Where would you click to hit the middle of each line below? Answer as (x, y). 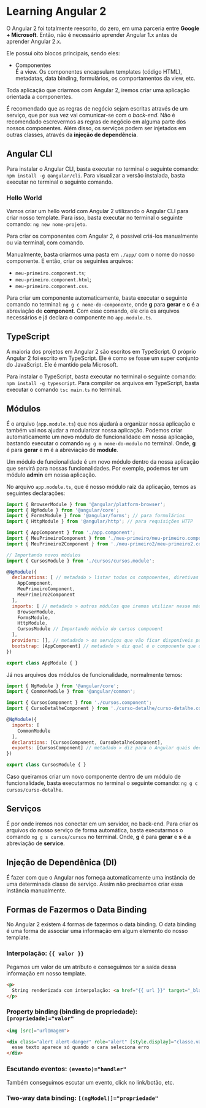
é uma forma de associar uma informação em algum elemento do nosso (97, 931)
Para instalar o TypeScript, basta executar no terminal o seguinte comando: (102, 376)
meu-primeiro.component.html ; (53, 279)
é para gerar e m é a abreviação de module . (62, 450)
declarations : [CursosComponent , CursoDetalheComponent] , (88, 742)
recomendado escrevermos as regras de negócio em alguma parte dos (96, 122)
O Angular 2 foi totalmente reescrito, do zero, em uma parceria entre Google (103, 28)
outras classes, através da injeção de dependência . (72, 135)
